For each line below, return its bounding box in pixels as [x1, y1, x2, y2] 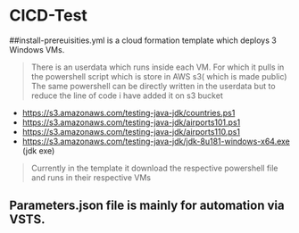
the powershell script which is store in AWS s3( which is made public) [30, 71, 287, 81]
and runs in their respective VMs [30, 171, 152, 183]
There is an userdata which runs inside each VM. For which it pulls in [30, 62, 285, 72]
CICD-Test [9, 5, 87, 26]
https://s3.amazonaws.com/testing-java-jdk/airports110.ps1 [21, 126, 241, 137]
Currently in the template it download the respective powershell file [30, 162, 278, 173]
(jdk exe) [21, 145, 55, 156]
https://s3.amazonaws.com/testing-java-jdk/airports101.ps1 [21, 117, 241, 128]
